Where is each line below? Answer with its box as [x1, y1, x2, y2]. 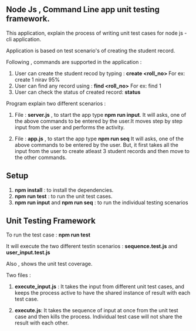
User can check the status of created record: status [14, 88, 141, 96]
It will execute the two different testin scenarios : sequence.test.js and [6, 243, 178, 250]
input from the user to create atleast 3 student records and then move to [14, 147, 190, 154]
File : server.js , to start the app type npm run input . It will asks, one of [14, 111, 187, 118]
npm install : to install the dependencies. [14, 186, 114, 193]
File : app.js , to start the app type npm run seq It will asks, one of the [14, 135, 184, 142]
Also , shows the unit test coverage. [6, 261, 93, 268]
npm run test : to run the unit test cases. [14, 192, 113, 200]
